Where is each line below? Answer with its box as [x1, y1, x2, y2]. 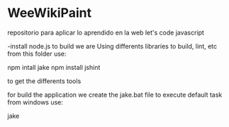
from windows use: [7, 97, 64, 107]
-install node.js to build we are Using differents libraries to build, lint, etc [7, 42, 218, 50]
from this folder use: [7, 49, 67, 58]
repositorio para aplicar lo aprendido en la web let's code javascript [7, 28, 204, 37]
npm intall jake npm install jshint [7, 63, 101, 71]
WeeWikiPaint [7, 5, 92, 21]
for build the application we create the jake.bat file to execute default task [7, 90, 223, 99]
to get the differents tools [7, 76, 82, 85]
